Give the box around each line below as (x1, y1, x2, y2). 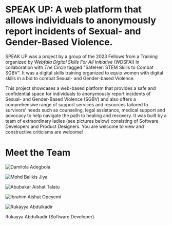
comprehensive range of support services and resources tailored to (5, 101, 148, 107)
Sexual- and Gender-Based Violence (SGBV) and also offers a (5, 96, 136, 102)
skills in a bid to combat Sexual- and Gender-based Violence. (5, 75, 135, 81)
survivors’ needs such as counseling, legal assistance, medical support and (5, 107, 165, 113)
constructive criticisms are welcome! (5, 128, 83, 135)
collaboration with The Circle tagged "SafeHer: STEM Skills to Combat (5, 64, 154, 70)
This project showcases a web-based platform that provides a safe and (5, 85, 156, 91)
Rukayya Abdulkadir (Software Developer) (5, 213, 94, 219)
